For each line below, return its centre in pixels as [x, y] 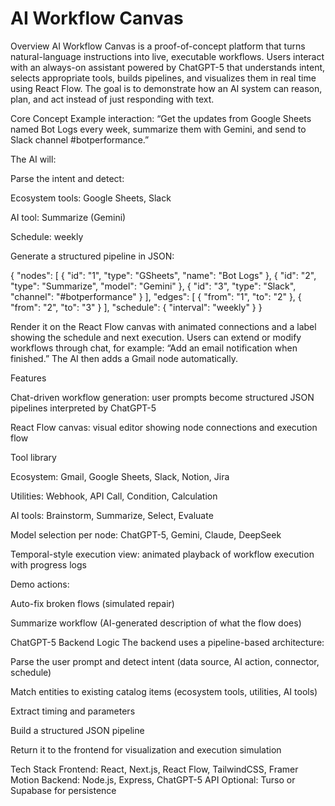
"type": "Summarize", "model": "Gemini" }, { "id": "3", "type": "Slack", [153, 286]
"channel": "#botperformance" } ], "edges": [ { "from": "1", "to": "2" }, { [156, 296]
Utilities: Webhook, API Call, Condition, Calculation [114, 496]
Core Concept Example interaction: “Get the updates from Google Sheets [161, 118]
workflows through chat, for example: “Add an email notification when [154, 348]
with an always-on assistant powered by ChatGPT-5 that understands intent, [168, 67]
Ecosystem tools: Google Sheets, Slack [91, 198]
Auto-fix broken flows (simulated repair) [92, 603]
